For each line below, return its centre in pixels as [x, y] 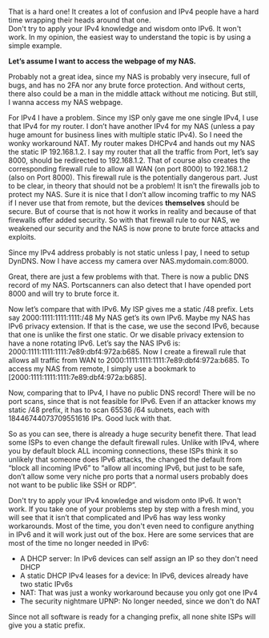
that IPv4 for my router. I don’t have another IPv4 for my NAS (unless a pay [131, 126]
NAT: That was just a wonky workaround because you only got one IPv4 [139, 593]
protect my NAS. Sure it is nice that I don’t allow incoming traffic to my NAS [132, 194]
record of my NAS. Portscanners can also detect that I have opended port [130, 285]
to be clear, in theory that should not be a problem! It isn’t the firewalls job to [134, 186]
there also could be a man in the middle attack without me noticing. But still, [133, 94]
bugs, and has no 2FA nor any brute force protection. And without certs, [127, 85]
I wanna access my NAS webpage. [66, 102]
